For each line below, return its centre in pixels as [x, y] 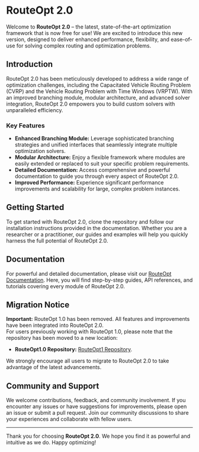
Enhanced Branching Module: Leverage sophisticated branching [94, 139]
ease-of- [182, 39]
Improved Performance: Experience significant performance [89, 183]
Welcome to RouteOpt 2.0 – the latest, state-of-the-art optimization [89, 27]
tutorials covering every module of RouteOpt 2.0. [66, 286]
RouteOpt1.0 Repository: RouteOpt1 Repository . [73, 349]
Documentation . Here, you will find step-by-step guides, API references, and [99, 280]
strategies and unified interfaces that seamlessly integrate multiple [96, 145]
